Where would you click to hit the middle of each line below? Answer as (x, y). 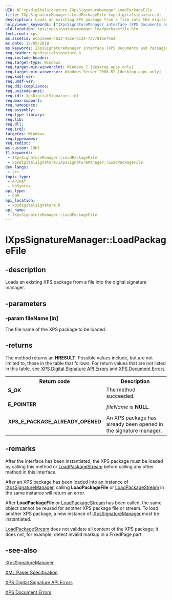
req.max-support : (24, 100)
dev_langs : (17, 167)
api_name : (16, 210)
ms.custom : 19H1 (23, 148)
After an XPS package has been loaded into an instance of (67, 482)
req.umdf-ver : (20, 81)
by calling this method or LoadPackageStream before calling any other (80, 466)
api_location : (20, 200)
